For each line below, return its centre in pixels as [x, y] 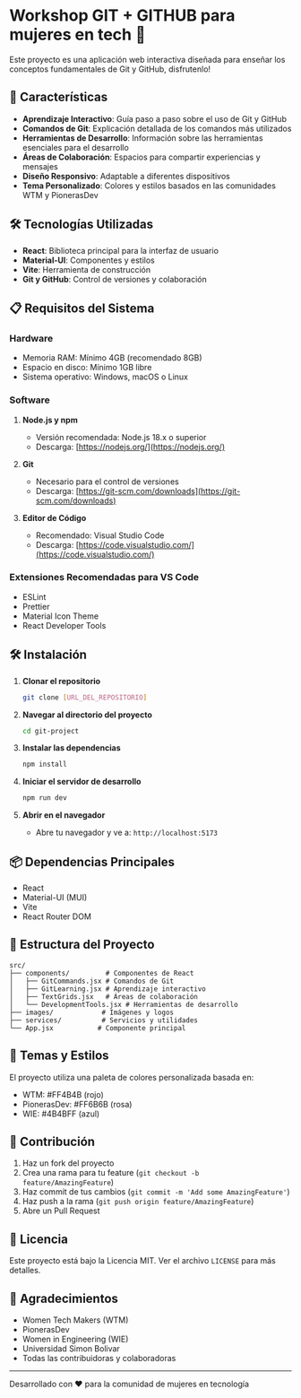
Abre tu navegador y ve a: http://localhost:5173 [126, 833]
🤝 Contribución [52, 1141]
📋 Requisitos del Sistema [82, 308]
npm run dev [44, 798]
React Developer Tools [64, 625]
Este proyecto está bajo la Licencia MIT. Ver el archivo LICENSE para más [142, 1261]
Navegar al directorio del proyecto [87, 715]
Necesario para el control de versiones [107, 482]
